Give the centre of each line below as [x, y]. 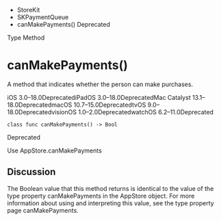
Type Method [26, 38]
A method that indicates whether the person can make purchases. [100, 84]
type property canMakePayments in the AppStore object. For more [101, 196]
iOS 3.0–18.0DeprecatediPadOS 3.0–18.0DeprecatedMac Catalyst [99, 97]
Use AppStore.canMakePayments [55, 151]
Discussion [31, 172]
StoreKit [28, 10]
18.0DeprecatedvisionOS [42, 112]
